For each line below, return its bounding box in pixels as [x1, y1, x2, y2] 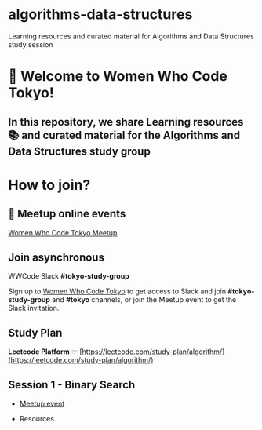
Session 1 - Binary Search [8, 378, 136, 392]
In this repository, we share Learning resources [8, 115, 244, 129]
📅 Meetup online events [8, 207, 126, 220]
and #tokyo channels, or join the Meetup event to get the [52, 295, 237, 304]
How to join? [8, 176, 91, 194]
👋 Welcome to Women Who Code [8, 67, 227, 86]
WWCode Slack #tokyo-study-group [8, 271, 129, 281]
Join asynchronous [8, 250, 104, 264]
